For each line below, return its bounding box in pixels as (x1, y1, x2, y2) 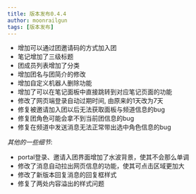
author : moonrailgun (7, 17, 68, 24)
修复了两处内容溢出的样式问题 (17, 179, 104, 188)
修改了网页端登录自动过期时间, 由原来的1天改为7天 (17, 97, 164, 105)
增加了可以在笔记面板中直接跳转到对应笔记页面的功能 (17, 87, 173, 96)
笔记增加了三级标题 (17, 52, 74, 61)
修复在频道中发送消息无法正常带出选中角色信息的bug (17, 123, 171, 131)
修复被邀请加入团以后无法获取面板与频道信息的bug (17, 105, 166, 114)
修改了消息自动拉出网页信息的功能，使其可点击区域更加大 (17, 162, 185, 170)
